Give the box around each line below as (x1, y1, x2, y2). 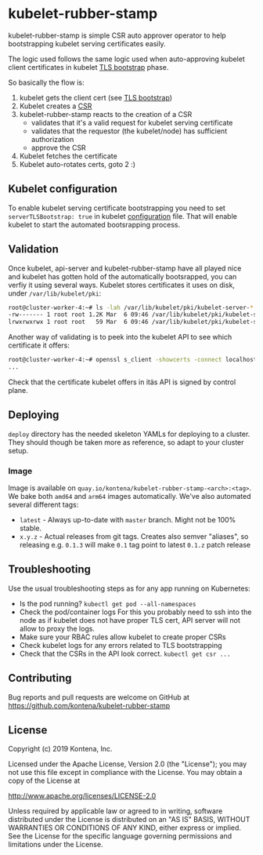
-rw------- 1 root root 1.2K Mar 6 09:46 (8, 311, 149, 318)
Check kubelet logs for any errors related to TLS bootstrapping (19, 640, 222, 649)
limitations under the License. (8, 840, 103, 850)
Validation (8, 242, 59, 256)
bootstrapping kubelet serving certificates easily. (8, 38, 166, 48)
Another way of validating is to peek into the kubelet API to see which (8, 333, 232, 342)
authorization (31, 134, 74, 144)
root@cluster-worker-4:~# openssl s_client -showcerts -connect (8, 356, 222, 364)
